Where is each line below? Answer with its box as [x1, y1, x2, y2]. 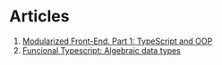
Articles [9, 6, 70, 27]
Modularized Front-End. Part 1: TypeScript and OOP [21, 36, 213, 46]
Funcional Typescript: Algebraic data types [21, 45, 182, 55]
